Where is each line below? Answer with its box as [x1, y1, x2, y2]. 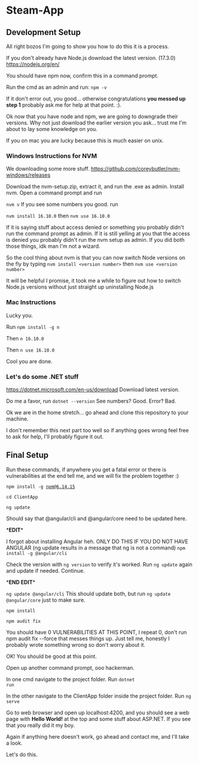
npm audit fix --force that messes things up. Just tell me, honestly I [6, 635, 170, 642]
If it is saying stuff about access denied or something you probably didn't [6, 224, 184, 231]
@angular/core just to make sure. [6, 596, 86, 604]
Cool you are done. [6, 357, 53, 365]
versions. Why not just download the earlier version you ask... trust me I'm [6, 119, 187, 126]
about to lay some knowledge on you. [6, 126, 98, 132]
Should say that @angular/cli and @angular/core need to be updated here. [6, 515, 187, 522]
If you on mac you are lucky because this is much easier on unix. [6, 137, 164, 144]
